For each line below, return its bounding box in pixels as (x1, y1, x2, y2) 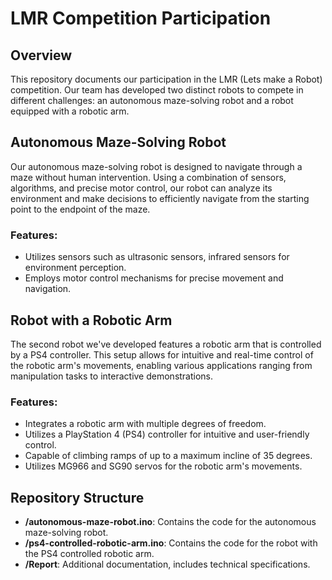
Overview (10, 47, 73, 64)
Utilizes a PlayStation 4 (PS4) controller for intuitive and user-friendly (24, 428, 310, 441)
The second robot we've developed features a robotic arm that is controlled (10, 338, 322, 350)
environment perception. (24, 262, 127, 274)
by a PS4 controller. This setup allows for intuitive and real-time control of (10, 348, 314, 361)
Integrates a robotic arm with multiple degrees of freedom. (24, 418, 267, 430)
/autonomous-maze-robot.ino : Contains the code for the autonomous (24, 516, 317, 528)
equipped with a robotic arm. (10, 105, 130, 117)
